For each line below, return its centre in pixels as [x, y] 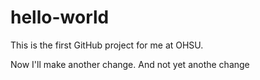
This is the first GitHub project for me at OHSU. [107, 45]
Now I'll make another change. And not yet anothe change [130, 64]
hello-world [60, 17]
